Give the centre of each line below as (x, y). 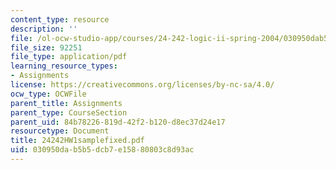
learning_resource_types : (64, 66)
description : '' (44, 29)
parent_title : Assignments (66, 103)
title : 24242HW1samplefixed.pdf (77, 141)
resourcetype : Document (60, 131)
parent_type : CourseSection (69, 112)
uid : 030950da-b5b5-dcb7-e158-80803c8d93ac (102, 150)
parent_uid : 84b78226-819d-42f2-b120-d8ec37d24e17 (118, 122)
